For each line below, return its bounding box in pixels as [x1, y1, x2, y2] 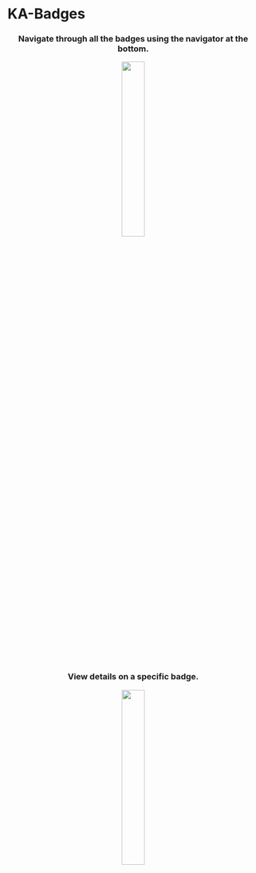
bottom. [117, 43, 149, 54]
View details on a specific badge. [67, 671, 199, 682]
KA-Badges [7, 5, 85, 23]
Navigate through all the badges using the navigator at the [18, 33, 249, 45]
